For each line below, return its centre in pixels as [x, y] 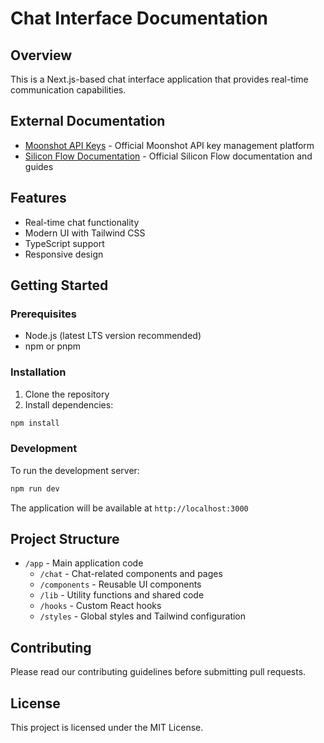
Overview [41, 55]
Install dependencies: [69, 404]
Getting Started [59, 285]
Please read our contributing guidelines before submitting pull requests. [158, 672]
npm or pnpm [53, 346]
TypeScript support [64, 243]
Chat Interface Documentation [139, 18]
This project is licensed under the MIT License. [107, 728]
